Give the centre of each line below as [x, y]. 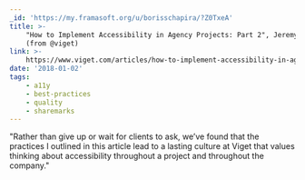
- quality [44, 102]
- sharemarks [50, 111]
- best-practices [59, 94]
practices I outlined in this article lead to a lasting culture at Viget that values [152, 146]
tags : [20, 77]
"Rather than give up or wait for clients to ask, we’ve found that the [134, 136]
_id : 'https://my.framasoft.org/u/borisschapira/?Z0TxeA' [121, 18]
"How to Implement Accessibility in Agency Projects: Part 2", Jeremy [162, 35]
